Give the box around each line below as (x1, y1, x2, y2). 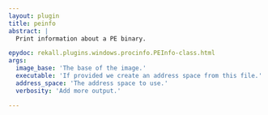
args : (8, 57, 27, 65)
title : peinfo (8, 19, 57, 28)
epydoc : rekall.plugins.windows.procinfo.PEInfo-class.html (8, 49, 216, 57)
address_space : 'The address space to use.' (15, 79, 168, 87)
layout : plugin (8, 11, 60, 20)
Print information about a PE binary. (15, 34, 147, 43)
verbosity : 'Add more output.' (15, 87, 121, 95)
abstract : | (8, 27, 49, 35)
